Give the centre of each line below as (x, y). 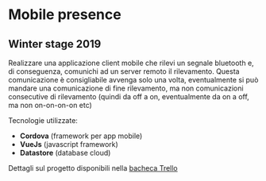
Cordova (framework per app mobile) (81, 136)
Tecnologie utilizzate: (43, 120)
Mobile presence (65, 15)
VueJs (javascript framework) (69, 144)
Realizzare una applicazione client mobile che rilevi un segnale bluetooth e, (131, 63)
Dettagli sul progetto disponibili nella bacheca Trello (93, 168)
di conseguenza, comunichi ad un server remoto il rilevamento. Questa (124, 71)
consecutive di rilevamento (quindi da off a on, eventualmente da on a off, (129, 96)
